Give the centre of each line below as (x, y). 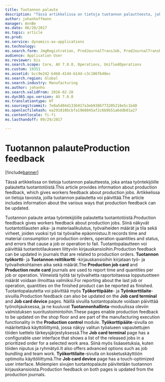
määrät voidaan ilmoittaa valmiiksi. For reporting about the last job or (74, 280)
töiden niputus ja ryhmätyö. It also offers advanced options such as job (76, 348)
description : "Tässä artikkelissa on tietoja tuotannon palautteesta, (79, 14)
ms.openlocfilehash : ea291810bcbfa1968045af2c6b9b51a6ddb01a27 (71, 111)
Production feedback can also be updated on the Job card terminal (89, 296)
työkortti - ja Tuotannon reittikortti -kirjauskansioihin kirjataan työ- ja (75, 259)
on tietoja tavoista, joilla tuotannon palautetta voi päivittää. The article (75, 197)
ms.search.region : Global (31, 78)
